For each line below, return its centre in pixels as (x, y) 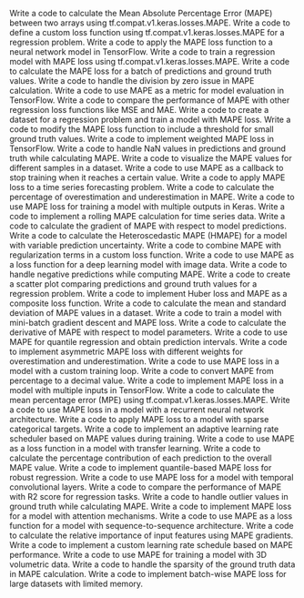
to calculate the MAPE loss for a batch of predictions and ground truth (141, 71)
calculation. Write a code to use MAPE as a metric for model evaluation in (147, 91)
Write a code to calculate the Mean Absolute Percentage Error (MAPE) (141, 13)
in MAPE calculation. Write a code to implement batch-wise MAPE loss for (148, 574)
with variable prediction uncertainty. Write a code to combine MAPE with (146, 245)
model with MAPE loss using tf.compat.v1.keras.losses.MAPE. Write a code (149, 61)
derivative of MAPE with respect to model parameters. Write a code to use (149, 332)
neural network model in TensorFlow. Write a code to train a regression (142, 52)
